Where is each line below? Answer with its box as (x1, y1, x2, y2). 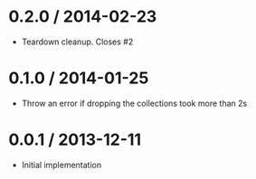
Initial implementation (21, 159, 102, 170)
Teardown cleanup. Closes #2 (21, 36, 134, 47)
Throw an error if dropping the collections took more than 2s (21, 98, 248, 108)
